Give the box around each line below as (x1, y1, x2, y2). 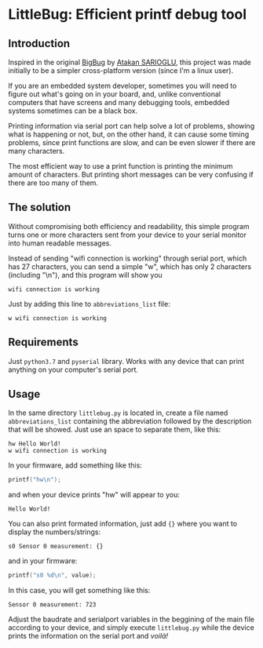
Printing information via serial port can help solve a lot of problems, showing (8, 122, 255, 130)
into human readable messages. (8, 238, 112, 248)
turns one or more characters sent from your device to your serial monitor (8, 230, 247, 239)
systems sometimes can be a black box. (8, 106, 138, 115)
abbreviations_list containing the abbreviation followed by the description (8, 417, 252, 426)
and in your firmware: (8, 556, 78, 566)
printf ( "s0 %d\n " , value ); (8, 571, 97, 580)
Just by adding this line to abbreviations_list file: (8, 299, 170, 308)
